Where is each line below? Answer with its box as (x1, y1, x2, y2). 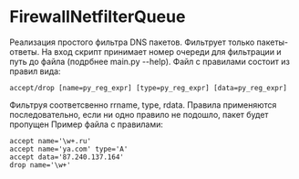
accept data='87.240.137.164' (9, 153, 125, 162)
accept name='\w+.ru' (9, 136, 92, 145)
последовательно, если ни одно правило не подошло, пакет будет (9, 109, 269, 120)
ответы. (9, 46, 40, 57)
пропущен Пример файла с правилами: (9, 119, 164, 130)
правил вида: (9, 66, 61, 77)
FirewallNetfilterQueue (9, 6, 186, 27)
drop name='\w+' (9, 160, 71, 170)
